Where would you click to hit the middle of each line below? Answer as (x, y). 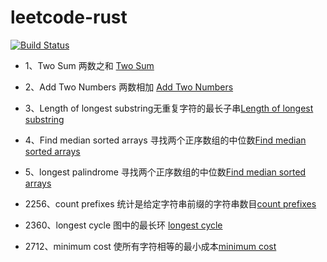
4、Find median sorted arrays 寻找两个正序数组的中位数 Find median (165, 140)
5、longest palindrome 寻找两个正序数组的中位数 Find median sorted (165, 172)
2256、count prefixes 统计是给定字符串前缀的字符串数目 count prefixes (170, 203)
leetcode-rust (69, 17)
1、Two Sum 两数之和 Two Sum (89, 65)
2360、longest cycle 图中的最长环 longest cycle (123, 225)
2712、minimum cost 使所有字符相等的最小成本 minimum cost (150, 246)
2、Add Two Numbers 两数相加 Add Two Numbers (129, 87)
